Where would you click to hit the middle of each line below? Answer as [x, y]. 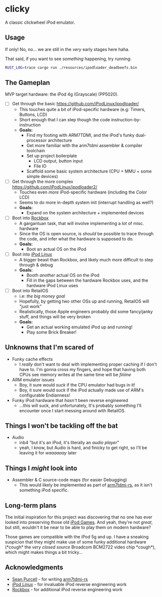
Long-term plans [31, 505]
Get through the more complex [43, 181]
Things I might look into [41, 468]
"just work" [30, 306]
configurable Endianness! [44, 395]
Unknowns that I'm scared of [50, 347]
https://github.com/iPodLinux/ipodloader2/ [55, 187]
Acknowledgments [34, 568]
